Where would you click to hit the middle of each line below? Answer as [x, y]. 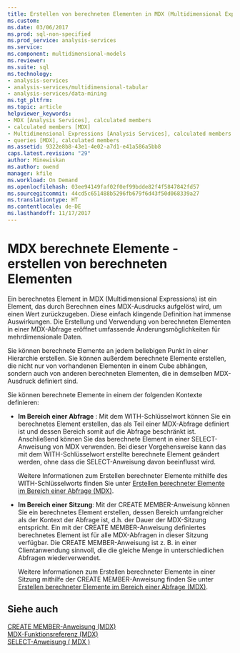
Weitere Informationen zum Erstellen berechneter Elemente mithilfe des [122, 475]
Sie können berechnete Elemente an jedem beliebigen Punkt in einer [108, 350]
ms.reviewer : [27, 61]
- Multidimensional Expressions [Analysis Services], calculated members [120, 134]
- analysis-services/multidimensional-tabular [78, 87]
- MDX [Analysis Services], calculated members [80, 120]
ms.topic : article [35, 107]
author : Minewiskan [36, 160]
